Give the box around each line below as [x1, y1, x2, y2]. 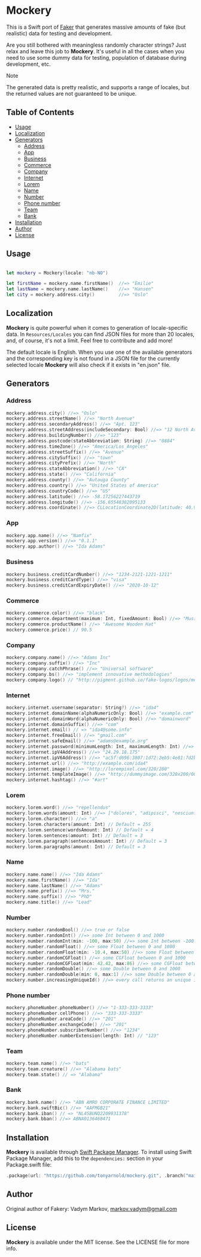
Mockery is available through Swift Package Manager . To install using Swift [6, 1149, 192, 1156]
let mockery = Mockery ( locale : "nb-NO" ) [6, 270, 109, 276]
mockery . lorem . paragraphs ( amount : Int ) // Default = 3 [6, 843, 146, 850]
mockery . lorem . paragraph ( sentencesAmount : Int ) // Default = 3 [6, 838, 167, 844]
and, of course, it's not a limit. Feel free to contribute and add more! [6, 336, 173, 344]
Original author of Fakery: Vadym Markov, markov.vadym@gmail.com [6, 1205, 178, 1212]
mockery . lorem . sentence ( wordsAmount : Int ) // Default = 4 [6, 827, 154, 833]
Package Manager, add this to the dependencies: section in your [6, 1155, 163, 1162]
